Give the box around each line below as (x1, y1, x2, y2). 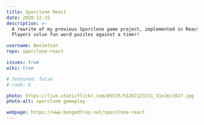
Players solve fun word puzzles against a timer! (12, 32, 140, 38)
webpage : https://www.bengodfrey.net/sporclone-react (6, 109, 146, 116)
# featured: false (6, 76, 53, 82)
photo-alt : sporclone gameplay (6, 98, 86, 104)
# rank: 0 (6, 82, 32, 88)
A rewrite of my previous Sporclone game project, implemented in (12, 26, 183, 32)
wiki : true (6, 65, 34, 71)
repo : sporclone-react (6, 48, 64, 55)
